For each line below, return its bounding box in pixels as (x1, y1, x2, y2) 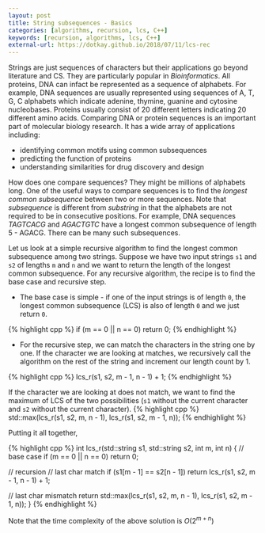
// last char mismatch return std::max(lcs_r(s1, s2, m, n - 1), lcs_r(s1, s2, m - (8, 491, 253, 501)
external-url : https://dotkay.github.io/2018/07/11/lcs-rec (8, 41, 211, 49)
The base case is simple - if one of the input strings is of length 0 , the (19, 292, 247, 302)
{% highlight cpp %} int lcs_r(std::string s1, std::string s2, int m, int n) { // (8, 444, 244, 453)
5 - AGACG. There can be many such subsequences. (8, 228, 180, 238)
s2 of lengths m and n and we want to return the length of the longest (8, 261, 231, 270)
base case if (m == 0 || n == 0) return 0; (8, 452, 139, 462)
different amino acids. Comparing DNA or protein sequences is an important (8, 113, 256, 123)
